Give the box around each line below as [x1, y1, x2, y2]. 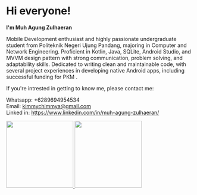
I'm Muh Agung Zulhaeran [6, 24, 73, 31]
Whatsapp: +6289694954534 [6, 96, 80, 103]
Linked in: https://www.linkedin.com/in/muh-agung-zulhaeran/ [6, 109, 160, 116]
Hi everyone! [6, 4, 71, 18]
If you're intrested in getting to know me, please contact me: [6, 84, 154, 92]
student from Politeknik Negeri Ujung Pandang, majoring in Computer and [6, 42, 187, 49]
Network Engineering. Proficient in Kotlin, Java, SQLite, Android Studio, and [6, 48, 192, 55]
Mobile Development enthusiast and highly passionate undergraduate [6, 35, 177, 42]
